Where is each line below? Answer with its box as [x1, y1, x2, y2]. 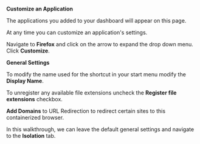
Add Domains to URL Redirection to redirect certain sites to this [6, 107, 166, 115]
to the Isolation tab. [6, 132, 56, 139]
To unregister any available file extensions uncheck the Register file [6, 89, 177, 96]
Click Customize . [6, 47, 50, 54]
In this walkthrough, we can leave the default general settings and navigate [6, 126, 195, 133]
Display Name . [6, 77, 44, 84]
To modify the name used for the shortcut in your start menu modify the [6, 71, 187, 78]
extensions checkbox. [6, 96, 63, 103]
